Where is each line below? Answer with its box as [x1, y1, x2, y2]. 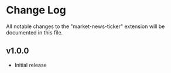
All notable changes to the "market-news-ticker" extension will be [6, 23, 165, 30]
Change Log [6, 4, 66, 17]
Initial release [14, 61, 47, 68]
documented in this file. [6, 29, 63, 36]
